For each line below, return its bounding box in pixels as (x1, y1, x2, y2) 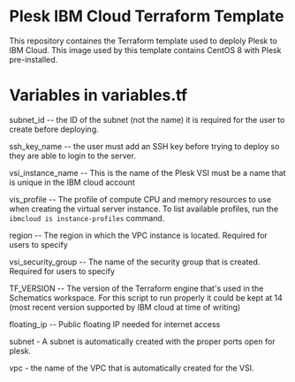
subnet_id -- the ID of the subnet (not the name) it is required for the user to (9, 114, 285, 125)
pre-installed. (9, 54, 58, 65)
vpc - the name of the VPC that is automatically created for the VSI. (9, 363, 254, 373)
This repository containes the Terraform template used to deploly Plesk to (9, 35, 278, 46)
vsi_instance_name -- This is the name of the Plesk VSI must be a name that (9, 167, 286, 178)
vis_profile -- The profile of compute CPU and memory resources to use (9, 194, 272, 204)
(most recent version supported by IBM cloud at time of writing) (9, 302, 241, 312)
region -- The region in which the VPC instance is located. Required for (9, 230, 268, 241)
